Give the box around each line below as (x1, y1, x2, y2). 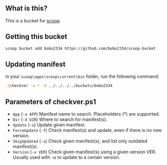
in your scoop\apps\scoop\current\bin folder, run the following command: (5, 73, 159, 79)
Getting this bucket (5, 33, 68, 41)
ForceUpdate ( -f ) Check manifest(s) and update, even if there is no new (12, 127, 162, 133)
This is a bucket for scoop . (5, 17, 61, 23)
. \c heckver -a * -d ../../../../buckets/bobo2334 (5, 84, 113, 89)
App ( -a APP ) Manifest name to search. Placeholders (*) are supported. (12, 111, 160, 117)
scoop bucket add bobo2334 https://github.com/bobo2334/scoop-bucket (5, 46, 156, 51)
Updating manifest (5, 60, 66, 68)
